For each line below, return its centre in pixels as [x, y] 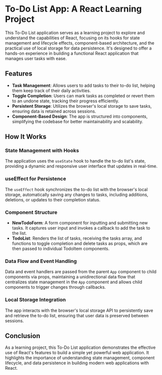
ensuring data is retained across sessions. [54, 111]
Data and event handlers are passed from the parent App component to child [81, 272]
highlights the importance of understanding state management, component [80, 358]
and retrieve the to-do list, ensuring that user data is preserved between [77, 315]
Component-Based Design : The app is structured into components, [80, 116]
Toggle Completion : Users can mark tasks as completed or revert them [83, 96]
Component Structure [31, 212]
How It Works [26, 137]
